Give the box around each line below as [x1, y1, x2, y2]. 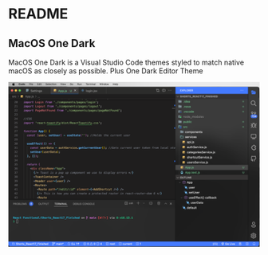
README [8, 5, 69, 23]
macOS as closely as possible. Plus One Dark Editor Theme [8, 66, 203, 76]
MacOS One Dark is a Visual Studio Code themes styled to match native [8, 57, 245, 67]
